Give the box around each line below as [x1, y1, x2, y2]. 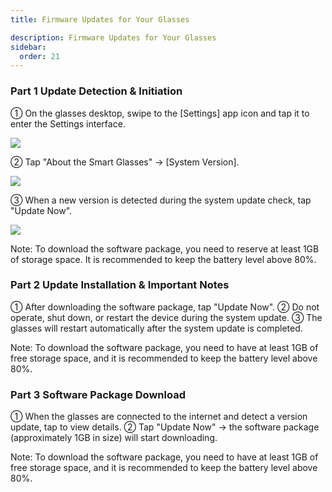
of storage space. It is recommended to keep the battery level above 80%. [10, 253, 317, 265]
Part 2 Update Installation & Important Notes [10, 278, 230, 292]
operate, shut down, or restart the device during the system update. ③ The [10, 311, 323, 323]
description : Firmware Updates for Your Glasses [10, 32, 217, 43]
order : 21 [19, 51, 60, 61]
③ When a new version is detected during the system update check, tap [10, 194, 312, 206]
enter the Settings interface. [10, 117, 126, 130]
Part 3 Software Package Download [10, 387, 186, 401]
